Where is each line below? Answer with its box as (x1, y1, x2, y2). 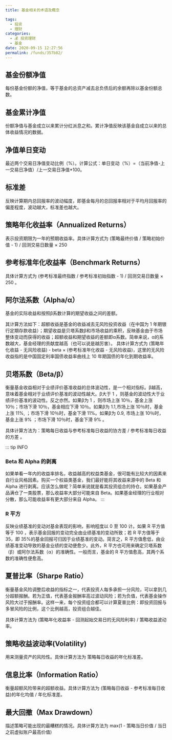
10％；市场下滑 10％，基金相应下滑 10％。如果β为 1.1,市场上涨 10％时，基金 (5, 404, 163, 410)
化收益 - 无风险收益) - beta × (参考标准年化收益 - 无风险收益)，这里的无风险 (5, 347, 165, 353)
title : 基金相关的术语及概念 (5, 7, 60, 13)
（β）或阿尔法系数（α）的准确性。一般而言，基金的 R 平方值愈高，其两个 (5, 548, 160, 555)
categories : (5, 31, 31, 36)
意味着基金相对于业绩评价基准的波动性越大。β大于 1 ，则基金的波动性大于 (5, 391, 160, 397)
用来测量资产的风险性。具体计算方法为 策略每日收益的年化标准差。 (5, 654, 146, 660)
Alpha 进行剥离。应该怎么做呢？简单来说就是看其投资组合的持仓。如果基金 (5, 484, 162, 490)
